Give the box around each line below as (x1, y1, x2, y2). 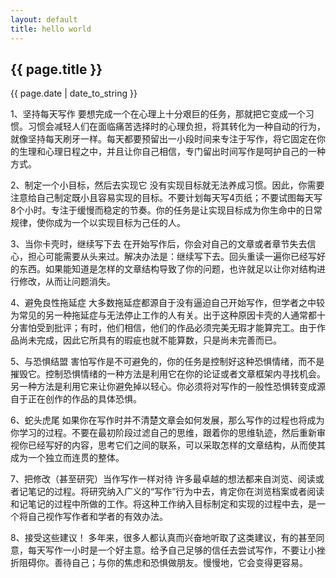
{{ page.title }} (10, 61, 103, 78)
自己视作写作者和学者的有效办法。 (27, 511, 168, 523)
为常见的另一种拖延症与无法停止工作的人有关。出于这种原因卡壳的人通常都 (10, 309, 317, 321)
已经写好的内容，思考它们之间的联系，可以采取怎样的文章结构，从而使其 (27, 439, 326, 451)
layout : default (10, 14, 78, 25)
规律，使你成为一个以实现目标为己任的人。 (10, 217, 186, 229)
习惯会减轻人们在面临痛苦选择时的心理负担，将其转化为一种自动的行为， (27, 121, 326, 133)
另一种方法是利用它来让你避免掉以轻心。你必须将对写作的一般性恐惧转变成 (10, 381, 317, 393)
